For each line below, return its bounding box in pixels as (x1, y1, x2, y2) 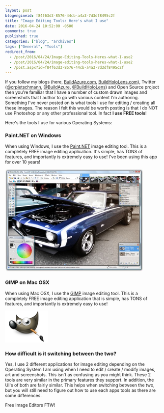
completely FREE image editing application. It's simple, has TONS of (5, 148, 143, 154)
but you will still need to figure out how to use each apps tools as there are (5, 387, 156, 393)
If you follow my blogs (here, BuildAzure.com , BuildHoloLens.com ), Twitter (5, 79, 156, 85)
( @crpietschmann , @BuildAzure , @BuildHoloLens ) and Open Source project (5, 84, 160, 90)
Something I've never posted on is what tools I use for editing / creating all (5, 100, 156, 106)
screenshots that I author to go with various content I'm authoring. (5, 95, 139, 101)
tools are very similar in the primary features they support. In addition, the (5, 377, 154, 383)
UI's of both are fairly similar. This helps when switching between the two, (5, 382, 155, 388)
